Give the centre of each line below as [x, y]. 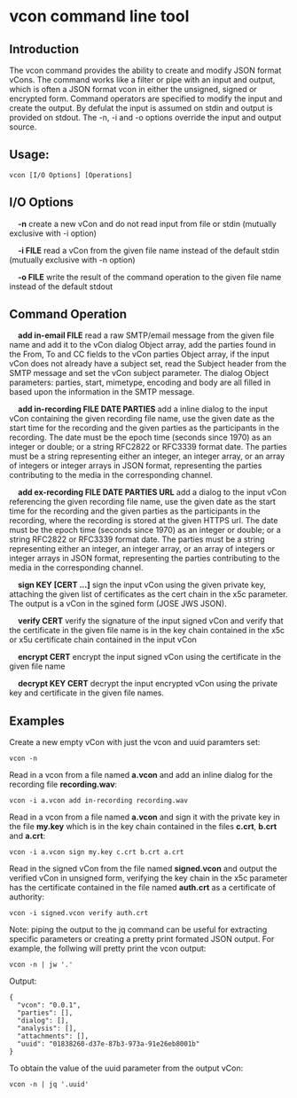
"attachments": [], [53, 1036]
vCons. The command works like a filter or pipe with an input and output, [142, 80]
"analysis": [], [47, 1029]
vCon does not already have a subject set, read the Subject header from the [148, 364]
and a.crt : [27, 836]
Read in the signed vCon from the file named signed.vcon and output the [143, 869]
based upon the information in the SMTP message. [102, 392]
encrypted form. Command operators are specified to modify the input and [146, 98]
